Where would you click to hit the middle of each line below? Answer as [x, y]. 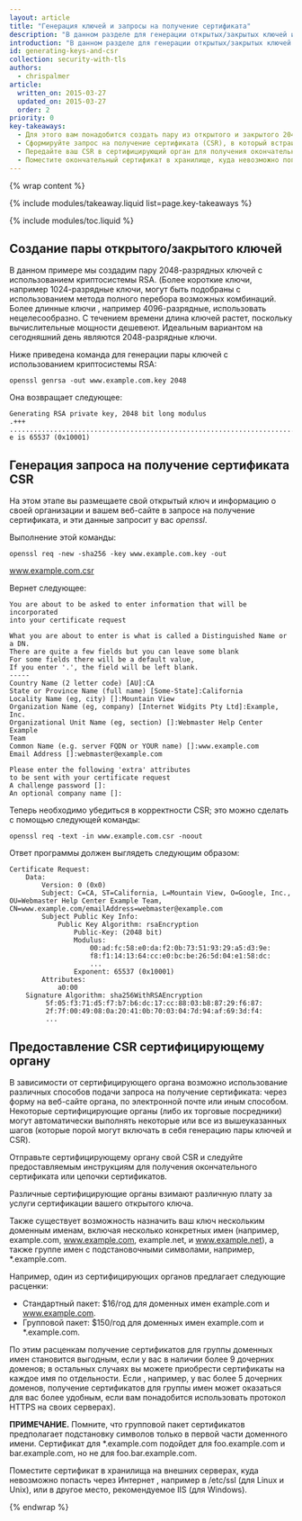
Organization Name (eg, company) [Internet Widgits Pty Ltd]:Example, [144, 707]
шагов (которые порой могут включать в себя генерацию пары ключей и [151, 1129]
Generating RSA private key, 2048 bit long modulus [108, 414]
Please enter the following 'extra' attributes [100, 770]
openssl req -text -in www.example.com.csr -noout [106, 837]
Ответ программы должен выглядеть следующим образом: [124, 853]
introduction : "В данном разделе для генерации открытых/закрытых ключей [151, 43]
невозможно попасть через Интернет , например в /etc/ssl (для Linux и [147, 1480]
